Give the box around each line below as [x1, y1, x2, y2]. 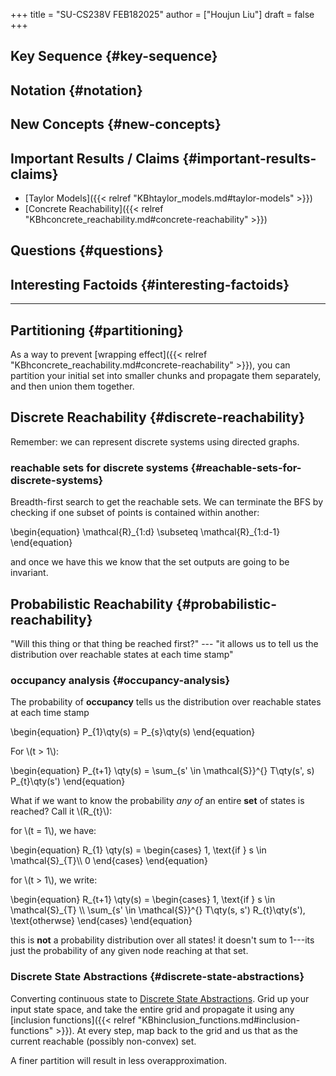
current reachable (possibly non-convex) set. [10, 1035, 197, 1047]
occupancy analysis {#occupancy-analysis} [10, 673, 231, 687]
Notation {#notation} [10, 82, 143, 99]
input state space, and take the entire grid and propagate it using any [10, 1003, 295, 1015]
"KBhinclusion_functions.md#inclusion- [137, 1014, 301, 1026]
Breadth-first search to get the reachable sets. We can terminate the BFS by [10, 496, 324, 508]
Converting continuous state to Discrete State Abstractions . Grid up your [10, 992, 310, 1004]
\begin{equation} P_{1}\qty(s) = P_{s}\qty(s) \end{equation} [10, 726, 256, 738]
